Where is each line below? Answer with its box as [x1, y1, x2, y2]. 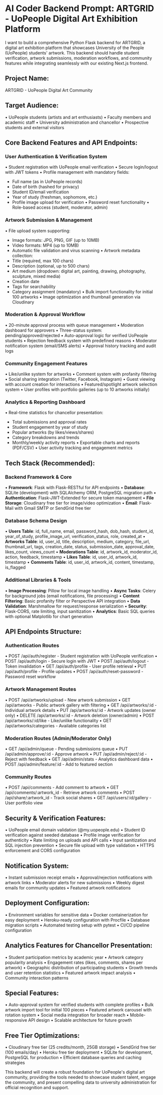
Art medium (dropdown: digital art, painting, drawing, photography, [12, 268, 147, 274]
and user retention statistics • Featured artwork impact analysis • [5, 970, 136, 976]
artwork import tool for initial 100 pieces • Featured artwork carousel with [5, 1007, 152, 1013]
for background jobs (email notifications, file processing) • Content [5, 593, 140, 599]
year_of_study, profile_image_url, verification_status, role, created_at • [5, 534, 146, 539]
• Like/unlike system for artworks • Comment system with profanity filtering [5, 371, 157, 377]
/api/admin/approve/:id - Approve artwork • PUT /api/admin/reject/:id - [5, 751, 147, 757]
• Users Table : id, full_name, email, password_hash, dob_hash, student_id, [5, 528, 154, 534]
